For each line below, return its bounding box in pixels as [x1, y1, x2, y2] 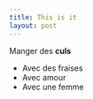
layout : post [9, 21, 58, 30]
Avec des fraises [21, 63, 83, 73]
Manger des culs [9, 45, 72, 56]
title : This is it [9, 12, 77, 22]
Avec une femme [21, 81, 84, 92]
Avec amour [21, 72, 66, 82]
